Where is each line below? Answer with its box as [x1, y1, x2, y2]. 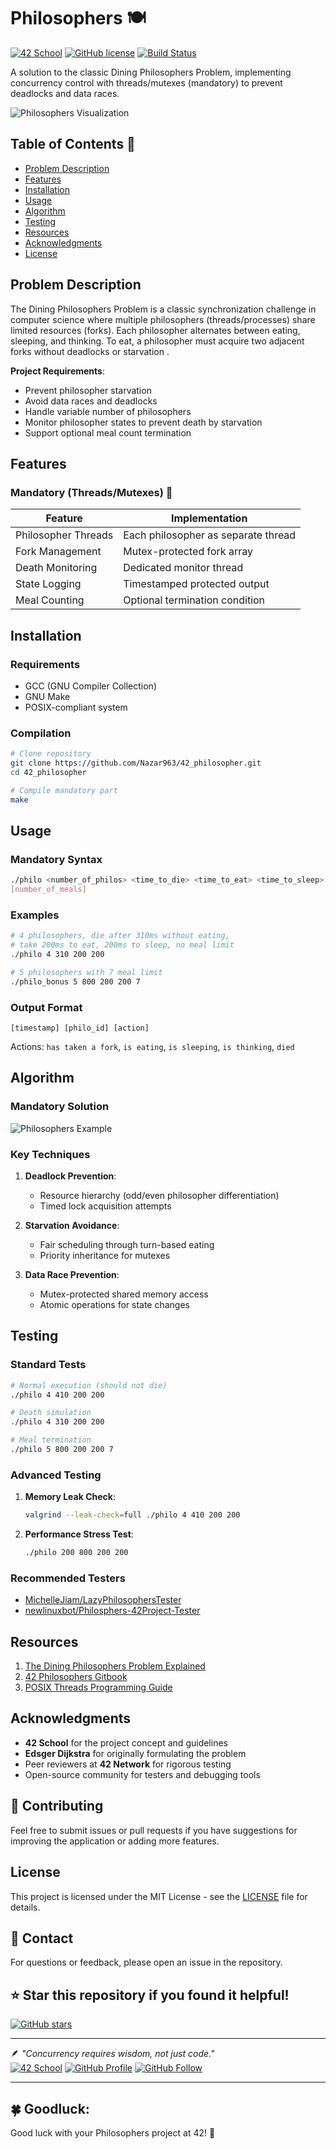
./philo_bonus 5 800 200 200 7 [10, 976, 141, 987]
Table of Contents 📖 [10, 136, 136, 153]
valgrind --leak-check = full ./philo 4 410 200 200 [24, 1510, 241, 1520]
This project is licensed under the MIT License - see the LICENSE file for [10, 1890, 308, 1902]
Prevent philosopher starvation [24, 384, 152, 396]
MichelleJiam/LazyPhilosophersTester [24, 1594, 182, 1606]
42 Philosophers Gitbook [24, 1671, 128, 1683]
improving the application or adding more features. [10, 1835, 220, 1847]
